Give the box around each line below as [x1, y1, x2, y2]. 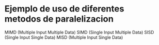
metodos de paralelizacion [4, 13, 114, 24]
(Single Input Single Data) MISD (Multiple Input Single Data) [4, 34, 123, 40]
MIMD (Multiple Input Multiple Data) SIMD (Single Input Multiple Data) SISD [4, 29, 154, 35]
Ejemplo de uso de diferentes [4, 3, 125, 14]
